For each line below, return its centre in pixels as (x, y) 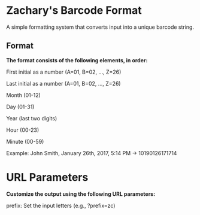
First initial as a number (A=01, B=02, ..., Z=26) (64, 72)
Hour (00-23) (23, 130)
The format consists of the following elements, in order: (77, 60)
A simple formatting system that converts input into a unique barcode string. (100, 27)
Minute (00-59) (25, 141)
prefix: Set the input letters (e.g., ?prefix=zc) (61, 205)
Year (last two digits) (32, 118)
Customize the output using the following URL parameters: (81, 194)
